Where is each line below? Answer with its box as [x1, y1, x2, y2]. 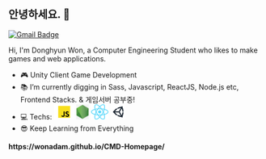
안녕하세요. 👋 [8, 7, 70, 22]
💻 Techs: [19, 111, 53, 121]
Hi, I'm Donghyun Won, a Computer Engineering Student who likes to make [8, 45, 259, 55]
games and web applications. [8, 53, 107, 63]
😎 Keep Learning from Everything [19, 123, 134, 133]
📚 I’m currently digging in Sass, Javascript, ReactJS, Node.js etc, [19, 82, 239, 91]
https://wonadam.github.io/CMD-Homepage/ [8, 142, 166, 152]
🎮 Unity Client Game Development [19, 69, 137, 79]
